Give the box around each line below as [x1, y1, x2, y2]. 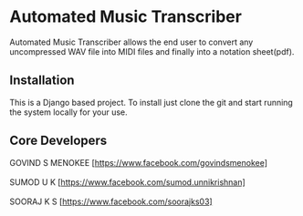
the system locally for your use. [9, 107, 128, 118]
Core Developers [9, 133, 108, 149]
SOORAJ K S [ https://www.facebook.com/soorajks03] [9, 196, 213, 207]
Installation [9, 73, 75, 88]
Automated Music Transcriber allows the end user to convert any [9, 36, 254, 47]
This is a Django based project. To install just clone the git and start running [9, 97, 294, 108]
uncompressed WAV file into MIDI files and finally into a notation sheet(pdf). [9, 46, 295, 57]
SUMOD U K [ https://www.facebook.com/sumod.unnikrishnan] [9, 176, 246, 188]
